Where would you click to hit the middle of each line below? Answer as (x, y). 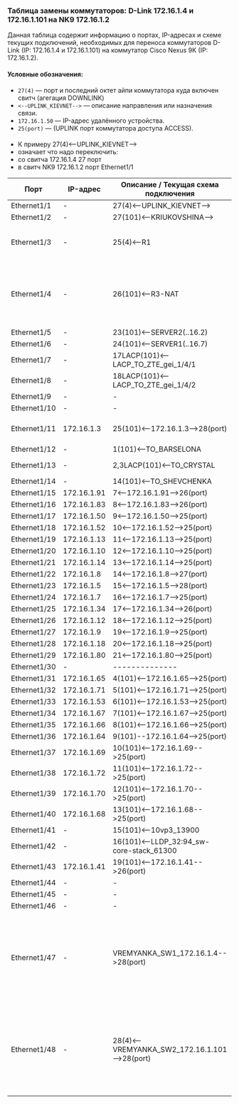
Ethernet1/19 (33, 540)
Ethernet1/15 (33, 493)
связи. (27, 113)
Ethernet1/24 (33, 597)
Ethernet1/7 (31, 360)
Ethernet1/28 (33, 644)
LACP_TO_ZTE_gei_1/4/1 (154, 365)
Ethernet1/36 (33, 736)
